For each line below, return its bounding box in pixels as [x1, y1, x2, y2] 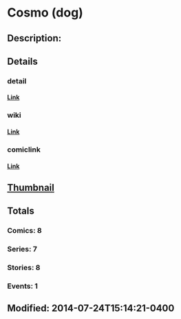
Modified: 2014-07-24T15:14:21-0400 [7, 302, 175, 314]
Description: [7, 32, 62, 44]
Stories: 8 [7, 263, 41, 273]
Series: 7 [7, 245, 38, 254]
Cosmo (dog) [7, 5, 84, 21]
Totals [7, 205, 34, 217]
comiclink [7, 145, 41, 154]
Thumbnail [7, 181, 55, 194]
